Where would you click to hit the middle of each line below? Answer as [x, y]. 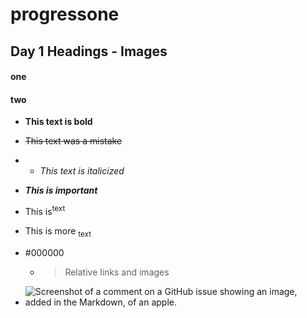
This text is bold [58, 122]
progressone [65, 14]
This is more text [58, 232]
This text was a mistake [73, 141]
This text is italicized [82, 171]
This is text [45, 211]
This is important [61, 190]
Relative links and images [117, 272]
